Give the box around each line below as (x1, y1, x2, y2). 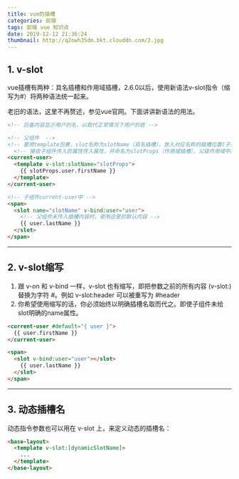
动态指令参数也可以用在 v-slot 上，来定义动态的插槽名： (7, 423, 171, 432)
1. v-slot (7, 63, 44, 76)
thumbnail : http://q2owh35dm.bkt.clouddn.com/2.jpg (7, 37, 164, 44)
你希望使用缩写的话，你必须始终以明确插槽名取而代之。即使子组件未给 (17, 299, 224, 308)
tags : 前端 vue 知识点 (7, 24, 70, 31)
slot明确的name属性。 (17, 308, 83, 317)
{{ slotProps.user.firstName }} (20, 168, 116, 175)
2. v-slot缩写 (7, 262, 64, 274)
